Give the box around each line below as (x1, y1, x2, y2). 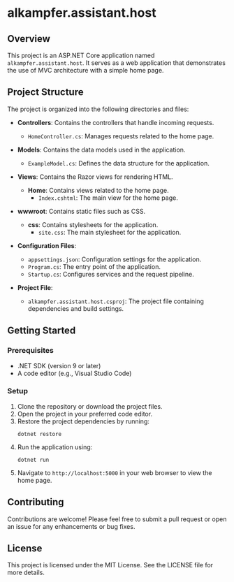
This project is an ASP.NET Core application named (7, 51, 155, 59)
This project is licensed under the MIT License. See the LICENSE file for (7, 561, 214, 569)
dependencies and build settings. (27, 304, 124, 312)
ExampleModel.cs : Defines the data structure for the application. (27, 159, 210, 167)
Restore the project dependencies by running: (17, 417, 150, 425)
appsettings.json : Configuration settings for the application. (27, 255, 202, 263)
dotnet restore (17, 430, 62, 437)
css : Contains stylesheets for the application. (27, 220, 159, 228)
